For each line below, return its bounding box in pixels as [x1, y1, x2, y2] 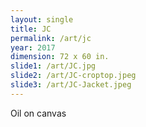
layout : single [10, 14, 74, 25]
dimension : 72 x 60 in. [10, 52, 110, 62]
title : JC [10, 24, 52, 34]
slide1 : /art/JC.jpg [10, 61, 97, 71]
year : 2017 [10, 42, 56, 53]
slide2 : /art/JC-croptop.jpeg [10, 71, 137, 81]
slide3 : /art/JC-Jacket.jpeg [10, 80, 132, 90]
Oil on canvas [10, 107, 67, 119]
